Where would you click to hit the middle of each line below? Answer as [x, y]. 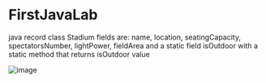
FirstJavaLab [54, 15]
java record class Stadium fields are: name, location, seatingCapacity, [125, 37]
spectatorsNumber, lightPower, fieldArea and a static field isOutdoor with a [133, 45]
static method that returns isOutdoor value [79, 54]
